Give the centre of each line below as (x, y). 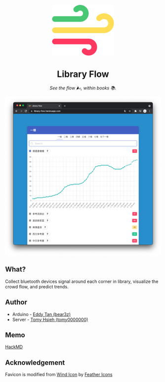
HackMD (14, 347)
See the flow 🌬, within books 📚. (83, 88)
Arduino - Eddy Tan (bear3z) (41, 314)
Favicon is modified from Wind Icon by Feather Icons (59, 375)
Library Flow (83, 74)
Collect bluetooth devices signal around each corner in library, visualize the (82, 281)
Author (16, 302)
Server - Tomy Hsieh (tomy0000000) (50, 319)
